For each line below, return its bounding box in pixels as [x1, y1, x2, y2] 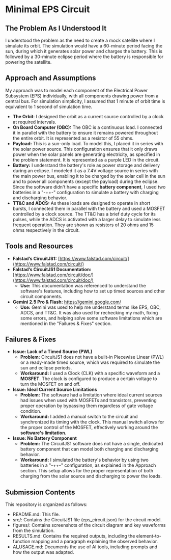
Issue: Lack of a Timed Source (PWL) [12, 349, 93, 355]
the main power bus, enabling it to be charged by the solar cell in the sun [12, 173, 165, 179]
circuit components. [20, 293, 63, 299]
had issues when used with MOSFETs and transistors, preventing [20, 397, 157, 404]
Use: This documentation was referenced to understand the [20, 282, 146, 288]
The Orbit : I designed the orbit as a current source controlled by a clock [12, 113, 164, 119]
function [12, 539, 31, 545]
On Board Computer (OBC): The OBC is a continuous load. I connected [12, 124, 162, 130]
